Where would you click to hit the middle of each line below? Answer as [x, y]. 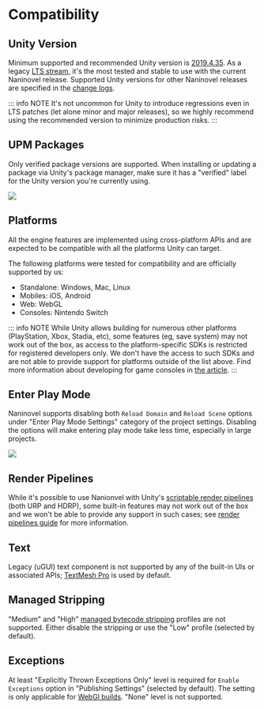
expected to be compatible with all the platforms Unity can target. [115, 248]
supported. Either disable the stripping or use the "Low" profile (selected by [132, 627]
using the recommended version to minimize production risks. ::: [113, 120]
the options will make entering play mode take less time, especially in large [130, 430]
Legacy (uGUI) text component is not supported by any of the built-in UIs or [132, 567]
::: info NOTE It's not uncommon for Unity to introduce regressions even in [129, 103]
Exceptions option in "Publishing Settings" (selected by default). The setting [132, 688]
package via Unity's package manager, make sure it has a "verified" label [128, 173]
